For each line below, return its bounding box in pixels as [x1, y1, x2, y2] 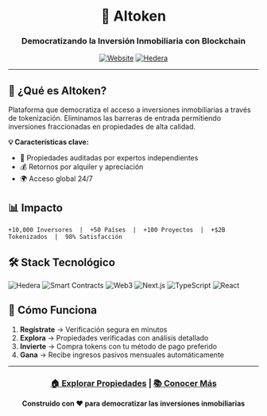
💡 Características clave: [8, 137, 89, 147]
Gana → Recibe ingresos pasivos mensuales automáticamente [19, 349, 225, 360]
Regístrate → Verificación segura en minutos [19, 325, 168, 334]
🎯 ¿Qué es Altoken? [8, 83, 107, 98]
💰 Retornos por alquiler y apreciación [19, 162, 144, 171]
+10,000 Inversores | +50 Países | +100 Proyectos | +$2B [8, 226, 226, 234]
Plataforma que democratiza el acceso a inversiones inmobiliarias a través [8, 105, 252, 114]
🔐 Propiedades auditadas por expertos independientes [19, 153, 199, 163]
